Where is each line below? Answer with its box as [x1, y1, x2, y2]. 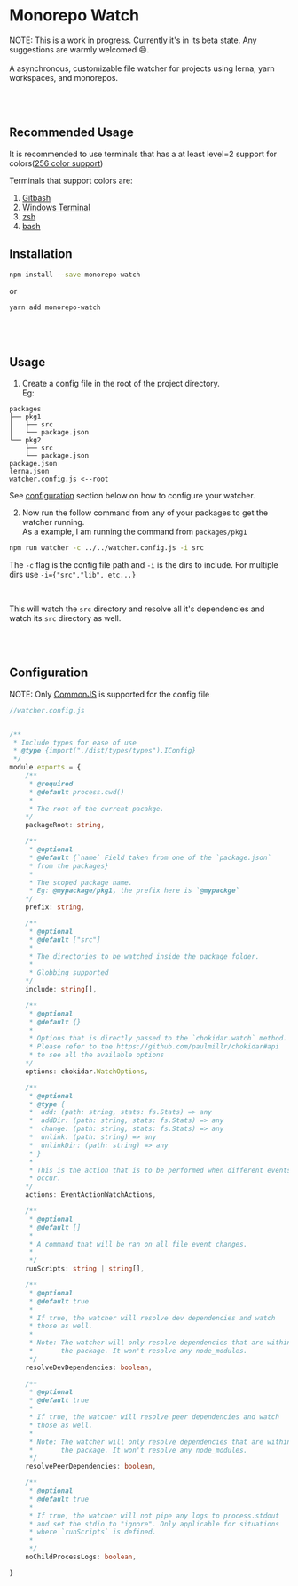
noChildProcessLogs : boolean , [25, 1552, 137, 1562]
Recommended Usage [9, 125, 135, 140]
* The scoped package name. [28, 878, 133, 887]
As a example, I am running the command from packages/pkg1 [21, 526, 247, 538]
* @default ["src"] [28, 935, 101, 944]
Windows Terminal [21, 202, 90, 212]
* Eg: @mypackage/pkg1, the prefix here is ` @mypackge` [28, 886, 240, 896]
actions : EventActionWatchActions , [25, 1191, 157, 1199]
